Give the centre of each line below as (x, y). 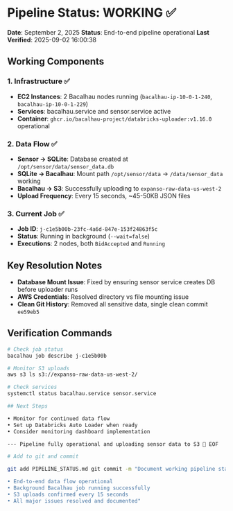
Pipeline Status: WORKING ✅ (92, 13)
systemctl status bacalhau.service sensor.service (82, 394)
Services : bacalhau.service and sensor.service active (94, 111)
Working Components (56, 61)
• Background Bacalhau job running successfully (79, 488)
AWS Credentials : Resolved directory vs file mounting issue (103, 297)
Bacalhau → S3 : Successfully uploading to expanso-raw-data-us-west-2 (119, 188)
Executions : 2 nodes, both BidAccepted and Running (91, 243)
